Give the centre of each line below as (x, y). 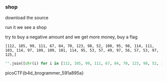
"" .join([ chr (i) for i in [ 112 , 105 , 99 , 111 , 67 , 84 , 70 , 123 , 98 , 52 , (82, 64)
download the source (27, 18)
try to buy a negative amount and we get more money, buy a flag (71, 37)
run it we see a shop (26, 27)
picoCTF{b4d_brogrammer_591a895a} (44, 73)
